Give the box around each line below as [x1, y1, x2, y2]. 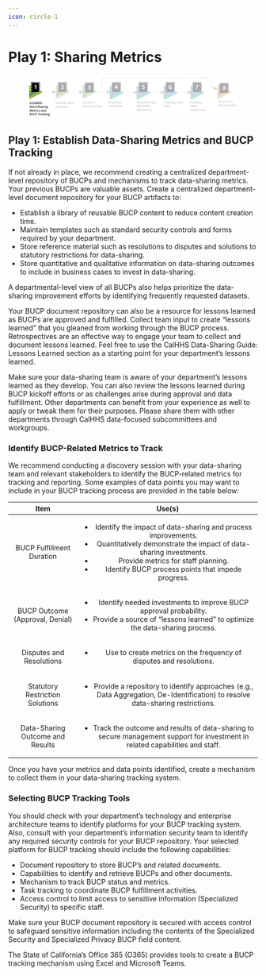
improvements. [149, 530, 198, 540]
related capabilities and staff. [126, 739, 221, 750]
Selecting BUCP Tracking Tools [8, 793, 131, 804]
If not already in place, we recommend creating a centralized [8, 167, 207, 176]
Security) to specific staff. [19, 902, 104, 912]
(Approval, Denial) [13, 615, 73, 624]
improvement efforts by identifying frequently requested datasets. [34, 291, 249, 300]
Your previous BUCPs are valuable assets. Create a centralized [8, 183, 213, 194]
